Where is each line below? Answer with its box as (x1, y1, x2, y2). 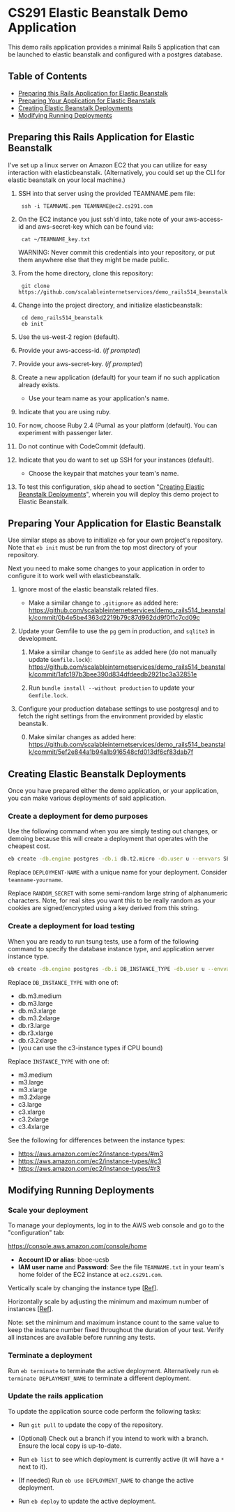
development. (17, 635, 58, 643)
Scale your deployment (8, 1205, 89, 1215)
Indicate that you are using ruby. (17, 407, 111, 416)
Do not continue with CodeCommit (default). (17, 441, 146, 451)
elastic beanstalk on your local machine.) (8, 176, 126, 184)
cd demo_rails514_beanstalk (21, 314, 103, 322)
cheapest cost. (8, 842, 51, 850)
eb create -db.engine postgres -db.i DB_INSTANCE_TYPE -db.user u (8, 965, 205, 972)
